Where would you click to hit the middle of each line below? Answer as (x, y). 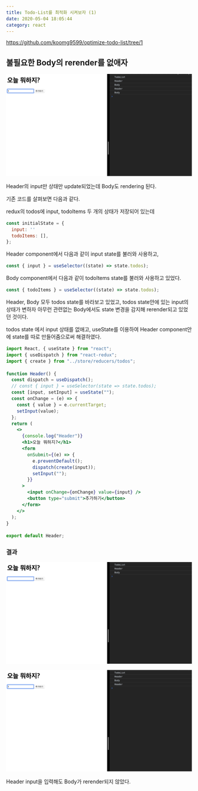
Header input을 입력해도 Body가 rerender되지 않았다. (68, 782)
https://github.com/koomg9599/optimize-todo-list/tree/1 (75, 43)
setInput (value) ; (38, 411)
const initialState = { (35, 223)
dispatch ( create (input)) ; (64, 467)
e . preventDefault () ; (57, 461)
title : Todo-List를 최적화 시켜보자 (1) (52, 12)
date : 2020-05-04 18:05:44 (39, 19)
